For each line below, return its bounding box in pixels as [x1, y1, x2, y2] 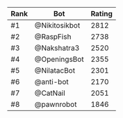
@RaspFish [34, 32, 72, 41]
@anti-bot [34, 77, 69, 86]
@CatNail [34, 88, 66, 98]
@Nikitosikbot [34, 21, 81, 30]
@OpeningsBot [34, 55, 85, 64]
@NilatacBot [34, 66, 75, 75]
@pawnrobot [34, 100, 77, 109]
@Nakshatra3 [34, 43, 80, 53]
